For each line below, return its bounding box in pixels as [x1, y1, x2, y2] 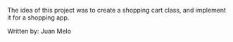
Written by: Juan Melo [7, 27, 72, 35]
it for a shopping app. [7, 13, 70, 22]
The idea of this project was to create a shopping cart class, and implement [7, 6, 227, 14]
